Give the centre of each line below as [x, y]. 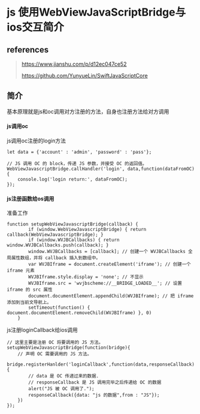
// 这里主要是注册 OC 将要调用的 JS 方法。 [55, 343]
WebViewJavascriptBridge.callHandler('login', [66, 169]
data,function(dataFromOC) [161, 169]
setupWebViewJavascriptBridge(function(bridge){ [69, 348]
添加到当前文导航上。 [29, 303]
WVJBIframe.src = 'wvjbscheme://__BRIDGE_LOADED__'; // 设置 [105, 284]
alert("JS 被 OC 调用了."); [61, 389]
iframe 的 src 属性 [30, 290]
